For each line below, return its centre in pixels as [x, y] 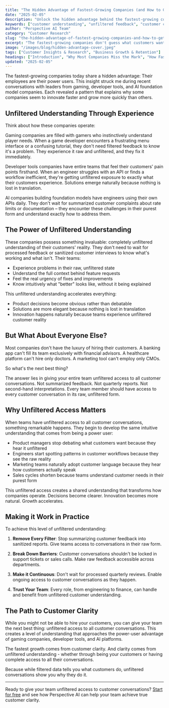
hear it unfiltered [30, 448]
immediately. [18, 157]
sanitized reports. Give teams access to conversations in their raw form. [87, 544]
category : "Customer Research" [38, 33]
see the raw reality [32, 459]
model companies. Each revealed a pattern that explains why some [75, 92]
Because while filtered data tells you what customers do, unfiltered [74, 670]
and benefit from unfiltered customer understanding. [67, 595]
